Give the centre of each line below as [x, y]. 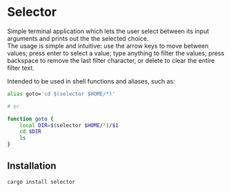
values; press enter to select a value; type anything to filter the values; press [116, 53]
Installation [32, 166]
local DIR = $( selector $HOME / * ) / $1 [69, 125]
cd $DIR [30, 132]
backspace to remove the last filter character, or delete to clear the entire [111, 60]
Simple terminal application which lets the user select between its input [108, 31]
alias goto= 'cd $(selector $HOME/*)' [61, 94]
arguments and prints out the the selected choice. [78, 38]
